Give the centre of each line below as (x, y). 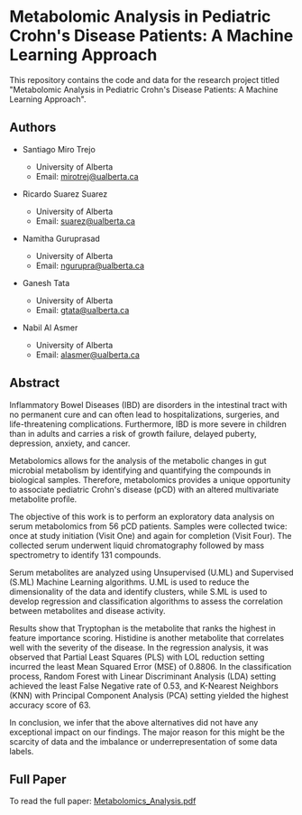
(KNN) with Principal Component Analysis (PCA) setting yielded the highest (149, 695)
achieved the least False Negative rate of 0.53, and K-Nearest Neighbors (144, 685)
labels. (22, 751)
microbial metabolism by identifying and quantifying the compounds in (140, 470)
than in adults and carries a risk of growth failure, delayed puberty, (133, 433)
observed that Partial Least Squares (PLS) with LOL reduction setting (137, 657)
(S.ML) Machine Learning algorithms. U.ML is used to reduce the (129, 582)
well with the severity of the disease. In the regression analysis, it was (139, 647)
